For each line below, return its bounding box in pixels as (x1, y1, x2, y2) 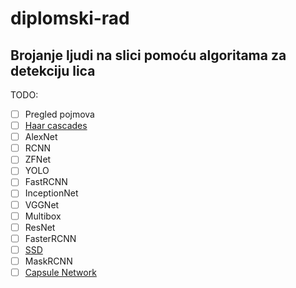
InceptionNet (24, 187, 79, 199)
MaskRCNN (24, 255, 73, 267)
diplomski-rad (10, 7, 130, 30)
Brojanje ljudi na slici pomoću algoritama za (10, 47, 287, 64)
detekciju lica (10, 62, 96, 79)
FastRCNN (24, 176, 68, 188)
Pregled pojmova (24, 108, 95, 120)
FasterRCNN (24, 232, 77, 244)
